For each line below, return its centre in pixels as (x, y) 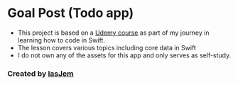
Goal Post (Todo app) (71, 13)
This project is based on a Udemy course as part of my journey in (113, 33)
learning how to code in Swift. (61, 40)
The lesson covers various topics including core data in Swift (107, 47)
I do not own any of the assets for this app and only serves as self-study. (124, 55)
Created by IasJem (40, 74)
